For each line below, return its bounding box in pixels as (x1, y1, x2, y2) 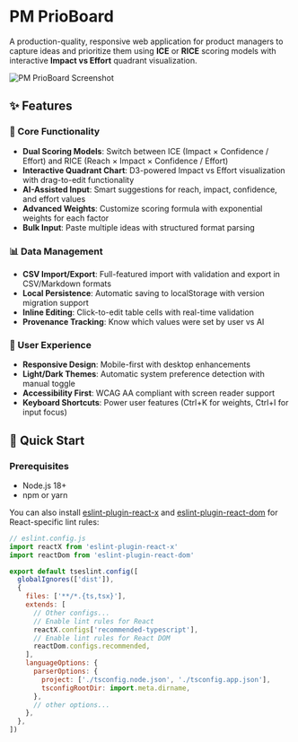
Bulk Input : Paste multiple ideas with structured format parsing (22, 222, 256, 232)
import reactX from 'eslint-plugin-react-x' (9, 542, 179, 551)
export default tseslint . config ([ (9, 567, 139, 576)
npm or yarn (22, 489, 68, 500)
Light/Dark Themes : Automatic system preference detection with (22, 369, 265, 380)
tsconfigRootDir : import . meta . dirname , (41, 684, 191, 693)
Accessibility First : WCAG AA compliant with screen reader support (22, 388, 276, 398)
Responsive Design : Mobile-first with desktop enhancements (22, 359, 251, 370)
